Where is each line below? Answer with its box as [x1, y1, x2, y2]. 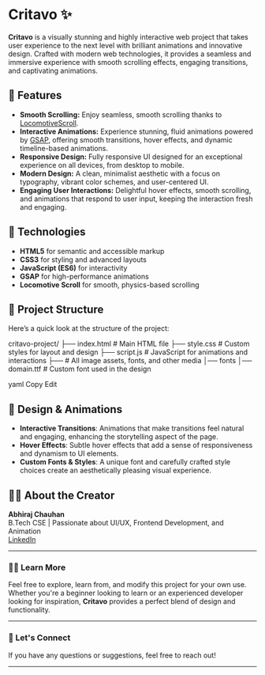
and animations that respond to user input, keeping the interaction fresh [19, 194, 253, 203]
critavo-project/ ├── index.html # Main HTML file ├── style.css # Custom [8, 339, 250, 349]
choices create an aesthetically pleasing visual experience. [19, 465, 211, 476]
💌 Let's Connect [8, 632, 71, 643]
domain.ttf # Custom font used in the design [8, 364, 151, 374]
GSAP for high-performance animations [19, 271, 150, 281]
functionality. [8, 605, 51, 615]
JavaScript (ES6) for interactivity [19, 263, 128, 272]
